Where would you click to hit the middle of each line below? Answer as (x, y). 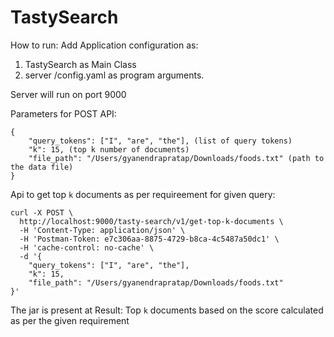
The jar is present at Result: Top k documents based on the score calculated (167, 310)
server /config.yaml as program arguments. (114, 75)
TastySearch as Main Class (80, 64)
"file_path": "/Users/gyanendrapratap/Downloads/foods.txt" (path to (176, 158)
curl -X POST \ (42, 212)
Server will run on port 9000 (68, 94)
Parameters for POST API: (63, 113)
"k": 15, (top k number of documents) (109, 149)
